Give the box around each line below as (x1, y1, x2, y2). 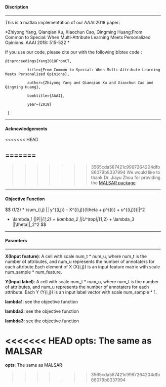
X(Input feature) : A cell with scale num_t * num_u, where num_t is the (5, 253, 147, 259)
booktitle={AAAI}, (27, 93, 65, 98)
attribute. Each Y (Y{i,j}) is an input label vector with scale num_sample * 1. (5, 289, 157, 295)
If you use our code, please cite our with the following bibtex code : (5, 49, 142, 55)
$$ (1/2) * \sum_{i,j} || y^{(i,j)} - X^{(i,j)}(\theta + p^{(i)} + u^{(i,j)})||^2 (5, 207, 145, 213)
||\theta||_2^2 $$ (12, 221, 46, 227)
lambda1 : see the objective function (5, 299, 78, 304)
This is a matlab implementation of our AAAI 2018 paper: (5, 20, 120, 26)
